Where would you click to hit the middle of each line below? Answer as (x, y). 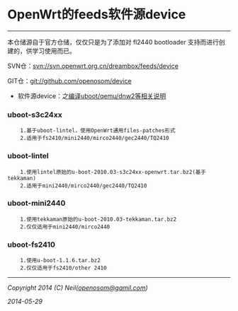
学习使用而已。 (53, 51)
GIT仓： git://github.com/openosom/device (70, 81)
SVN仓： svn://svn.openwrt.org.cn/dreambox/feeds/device (93, 66)
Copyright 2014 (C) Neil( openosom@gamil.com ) (78, 288)
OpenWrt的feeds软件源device (97, 14)
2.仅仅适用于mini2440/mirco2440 (65, 227)
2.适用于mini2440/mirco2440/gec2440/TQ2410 (84, 186)
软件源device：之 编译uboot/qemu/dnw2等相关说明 (92, 95)
